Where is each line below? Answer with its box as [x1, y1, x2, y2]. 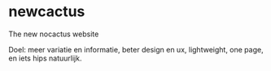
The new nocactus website [8, 29, 99, 39]
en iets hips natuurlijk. [8, 53, 82, 63]
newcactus [8, 2, 85, 21]
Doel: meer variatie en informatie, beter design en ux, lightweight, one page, [8, 44, 264, 54]
